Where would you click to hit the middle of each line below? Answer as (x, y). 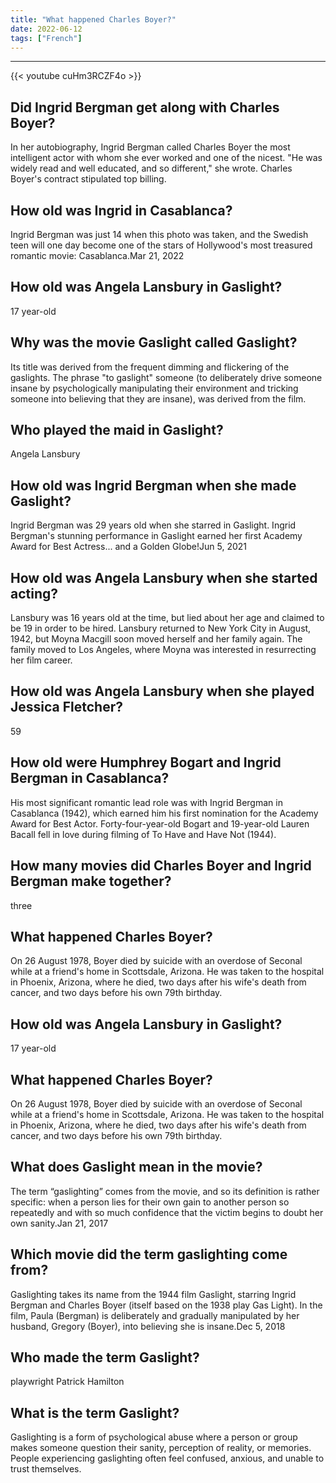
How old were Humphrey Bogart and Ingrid (146, 762)
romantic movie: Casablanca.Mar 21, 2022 (97, 255)
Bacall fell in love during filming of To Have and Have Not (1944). (143, 834)
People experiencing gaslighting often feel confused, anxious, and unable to (167, 1458)
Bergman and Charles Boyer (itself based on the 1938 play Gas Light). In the (166, 1305)
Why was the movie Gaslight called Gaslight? (154, 342)
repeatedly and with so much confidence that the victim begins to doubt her (167, 1212)
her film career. (41, 660)
